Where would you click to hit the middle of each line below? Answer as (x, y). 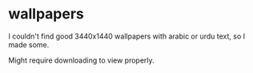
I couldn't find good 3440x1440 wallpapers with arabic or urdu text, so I (127, 36)
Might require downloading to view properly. (81, 60)
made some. (29, 44)
